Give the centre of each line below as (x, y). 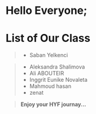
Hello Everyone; (46, 11)
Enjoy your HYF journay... (53, 104)
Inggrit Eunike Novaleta (59, 80)
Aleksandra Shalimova (57, 67)
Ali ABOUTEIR (47, 73)
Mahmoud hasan (50, 86)
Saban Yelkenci (49, 55)
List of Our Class (48, 39)
